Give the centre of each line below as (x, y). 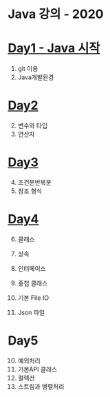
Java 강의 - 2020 (56, 14)
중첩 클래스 (33, 283)
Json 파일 (31, 312)
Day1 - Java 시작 (54, 48)
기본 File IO (33, 298)
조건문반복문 (35, 182)
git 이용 (28, 69)
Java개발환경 (36, 77)
